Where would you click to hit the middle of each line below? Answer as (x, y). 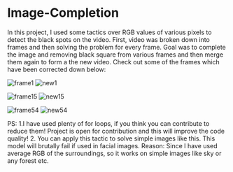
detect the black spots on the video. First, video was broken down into (108, 39)
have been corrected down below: (57, 69)
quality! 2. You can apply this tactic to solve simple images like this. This (111, 138)
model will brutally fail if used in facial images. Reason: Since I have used (113, 145)
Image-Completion (63, 13)
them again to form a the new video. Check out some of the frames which (114, 62)
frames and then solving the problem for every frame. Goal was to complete (116, 47)
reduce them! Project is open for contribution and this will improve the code (116, 131)
